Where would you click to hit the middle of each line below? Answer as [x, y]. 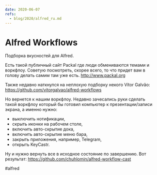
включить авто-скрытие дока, [43, 129]
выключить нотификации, [39, 119]
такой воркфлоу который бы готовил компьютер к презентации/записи [79, 104]
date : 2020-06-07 [23, 9]
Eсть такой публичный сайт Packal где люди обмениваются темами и [77, 65]
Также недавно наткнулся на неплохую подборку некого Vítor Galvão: [78, 85]
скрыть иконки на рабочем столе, [47, 124]
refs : [10, 14]
